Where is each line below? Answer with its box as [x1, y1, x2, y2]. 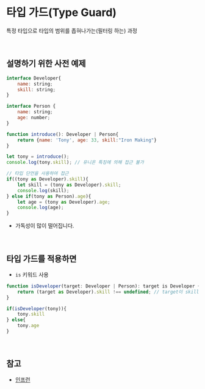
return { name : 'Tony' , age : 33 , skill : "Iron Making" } [17, 137, 157, 143]
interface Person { [6, 103, 56, 109]
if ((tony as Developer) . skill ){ [6, 176, 88, 182]
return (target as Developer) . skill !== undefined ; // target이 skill [17, 289, 200, 295]
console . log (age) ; [17, 204, 64, 211]
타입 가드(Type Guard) [6, 6, 117, 20]
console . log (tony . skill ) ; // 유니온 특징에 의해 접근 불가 [6, 160, 145, 166]
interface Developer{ [6, 75, 62, 81]
